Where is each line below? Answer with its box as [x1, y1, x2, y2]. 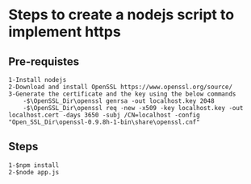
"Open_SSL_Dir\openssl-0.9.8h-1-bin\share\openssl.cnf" [8, 118, 200, 126]
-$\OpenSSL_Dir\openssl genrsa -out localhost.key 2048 [23, 97, 215, 105]
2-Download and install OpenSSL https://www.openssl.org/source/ [8, 83, 232, 91]
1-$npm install [8, 161, 60, 170]
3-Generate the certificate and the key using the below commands [8, 90, 236, 98]
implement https [8, 22, 121, 41]
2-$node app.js [8, 168, 60, 176]
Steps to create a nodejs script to [8, 6, 235, 24]
